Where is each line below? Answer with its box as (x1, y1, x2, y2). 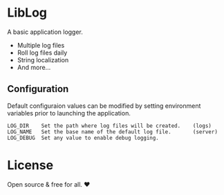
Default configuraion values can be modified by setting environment (7, 102, 201, 110)
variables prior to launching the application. (7, 109, 131, 117)
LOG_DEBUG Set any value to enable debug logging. (7, 134, 159, 141)
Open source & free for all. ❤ (7, 180, 91, 188)
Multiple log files (17, 41, 65, 49)
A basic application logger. (7, 28, 83, 36)
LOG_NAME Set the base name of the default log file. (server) (7, 128, 218, 136)
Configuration (7, 83, 69, 95)
